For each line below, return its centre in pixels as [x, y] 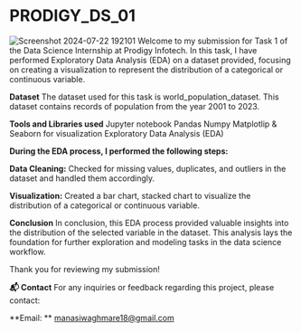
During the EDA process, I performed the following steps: [119, 151]
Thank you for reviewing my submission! [85, 269]
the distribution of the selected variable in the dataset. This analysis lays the [151, 232]
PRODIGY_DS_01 [72, 16]
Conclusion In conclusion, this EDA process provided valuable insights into [149, 223]
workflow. [28, 251]
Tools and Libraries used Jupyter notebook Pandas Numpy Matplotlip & [143, 124]
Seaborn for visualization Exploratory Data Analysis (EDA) [117, 133]
